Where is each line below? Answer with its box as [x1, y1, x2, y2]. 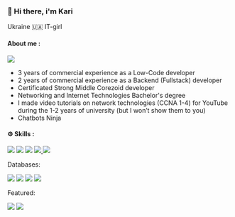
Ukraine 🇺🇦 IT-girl [7, 23, 62, 31]
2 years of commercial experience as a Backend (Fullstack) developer [17, 76, 222, 84]
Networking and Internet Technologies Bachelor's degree [17, 91, 186, 99]
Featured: [7, 188, 35, 197]
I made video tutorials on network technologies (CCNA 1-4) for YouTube [17, 99, 229, 107]
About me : [7, 39, 41, 48]
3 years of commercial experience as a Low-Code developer [17, 68, 195, 77]
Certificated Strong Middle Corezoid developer [17, 83, 155, 91]
